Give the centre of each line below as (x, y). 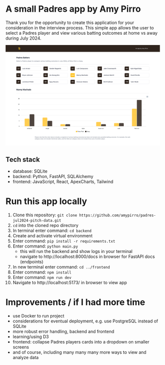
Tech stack (23, 159)
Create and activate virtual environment (52, 235)
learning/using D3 (31, 337)
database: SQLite (30, 171)
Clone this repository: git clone (45, 215)
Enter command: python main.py (45, 246)
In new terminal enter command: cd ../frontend (61, 267)
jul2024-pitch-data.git (37, 220)
